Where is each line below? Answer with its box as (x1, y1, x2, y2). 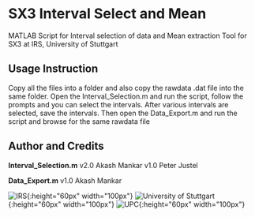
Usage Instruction (8, 62, 99, 76)
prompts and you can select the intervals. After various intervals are (8, 99, 229, 109)
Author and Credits (8, 140, 104, 153)
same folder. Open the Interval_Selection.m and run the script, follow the (8, 92, 244, 101)
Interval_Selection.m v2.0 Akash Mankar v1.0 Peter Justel (8, 160, 199, 170)
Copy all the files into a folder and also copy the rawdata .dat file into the (8, 83, 245, 92)
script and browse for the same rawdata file (8, 116, 150, 126)
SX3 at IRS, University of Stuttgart (8, 39, 118, 48)
